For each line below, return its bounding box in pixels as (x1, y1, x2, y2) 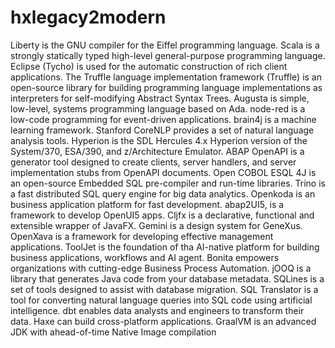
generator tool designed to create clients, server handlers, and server (10, 156, 297, 168)
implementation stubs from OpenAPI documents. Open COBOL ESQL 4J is (10, 166, 317, 178)
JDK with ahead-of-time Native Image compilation (10, 326, 217, 338)
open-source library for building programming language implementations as (10, 81, 323, 93)
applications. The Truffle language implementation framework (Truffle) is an (10, 71, 322, 83)
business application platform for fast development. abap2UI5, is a (10, 198, 285, 210)
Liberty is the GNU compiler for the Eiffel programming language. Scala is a (10, 39, 320, 51)
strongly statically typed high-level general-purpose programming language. (10, 49, 326, 61)
